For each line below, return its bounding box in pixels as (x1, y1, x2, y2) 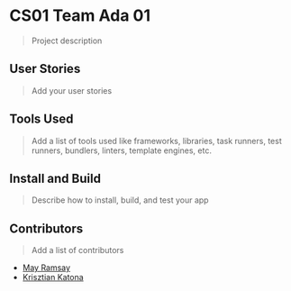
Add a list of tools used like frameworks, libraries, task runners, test (31, 135, 282, 146)
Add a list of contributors (31, 245, 124, 256)
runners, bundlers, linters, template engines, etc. (31, 145, 212, 156)
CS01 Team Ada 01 (9, 5, 151, 26)
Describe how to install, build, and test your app (31, 195, 209, 205)
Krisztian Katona (22, 272, 84, 283)
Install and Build (9, 170, 102, 186)
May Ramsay (22, 262, 70, 273)
